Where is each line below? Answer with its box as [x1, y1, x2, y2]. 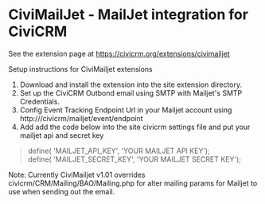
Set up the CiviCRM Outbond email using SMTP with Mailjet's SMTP [19, 88, 243, 97]
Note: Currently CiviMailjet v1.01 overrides [8, 170, 146, 179]
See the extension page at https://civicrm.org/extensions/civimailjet [8, 49, 231, 58]
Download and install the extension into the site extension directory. [19, 80, 243, 89]
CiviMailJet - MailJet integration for [8, 6, 249, 24]
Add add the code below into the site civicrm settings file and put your [19, 122, 251, 131]
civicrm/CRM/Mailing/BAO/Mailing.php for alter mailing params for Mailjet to [8, 178, 258, 188]
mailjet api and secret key [19, 130, 104, 140]
